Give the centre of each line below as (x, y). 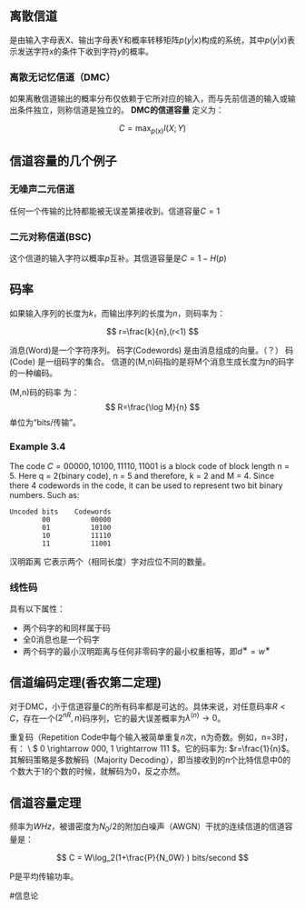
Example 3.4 (38, 446)
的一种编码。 (33, 373)
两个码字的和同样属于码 (66, 628)
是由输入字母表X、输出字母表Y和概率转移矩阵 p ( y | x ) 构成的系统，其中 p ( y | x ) (148, 40)
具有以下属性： (37, 609)
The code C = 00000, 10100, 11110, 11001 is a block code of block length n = (150, 466)
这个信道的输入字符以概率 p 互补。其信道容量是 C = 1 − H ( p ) (118, 258)
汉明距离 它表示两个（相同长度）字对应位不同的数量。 (110, 561)
